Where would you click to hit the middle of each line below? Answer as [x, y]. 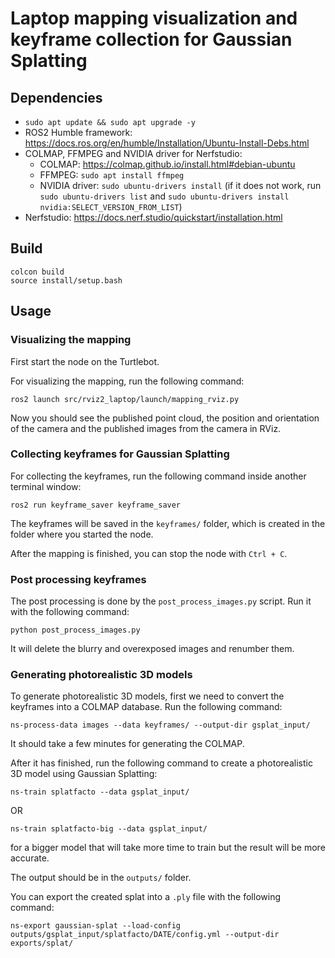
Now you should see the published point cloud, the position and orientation [165, 418]
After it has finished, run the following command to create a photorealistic [161, 763]
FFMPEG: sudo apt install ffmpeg [112, 175]
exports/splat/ [42, 943]
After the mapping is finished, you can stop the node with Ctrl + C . [149, 553]
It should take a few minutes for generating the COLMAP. [127, 744]
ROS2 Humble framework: [78, 132]
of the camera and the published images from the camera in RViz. [146, 428]
